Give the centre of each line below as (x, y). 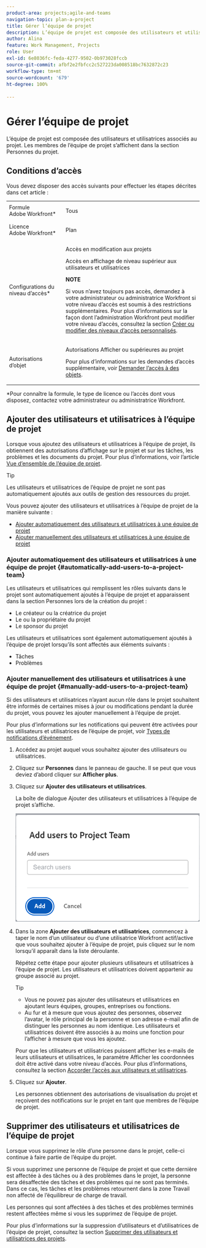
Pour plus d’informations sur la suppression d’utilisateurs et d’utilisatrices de (103, 1225)
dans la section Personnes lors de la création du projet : (77, 601)
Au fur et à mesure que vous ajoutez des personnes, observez (103, 1012)
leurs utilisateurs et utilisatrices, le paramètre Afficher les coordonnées (105, 1057)
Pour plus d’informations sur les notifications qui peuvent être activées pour (102, 725)
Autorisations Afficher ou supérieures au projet (124, 350)
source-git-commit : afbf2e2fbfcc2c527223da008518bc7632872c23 (87, 64)
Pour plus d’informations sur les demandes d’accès (130, 361)
